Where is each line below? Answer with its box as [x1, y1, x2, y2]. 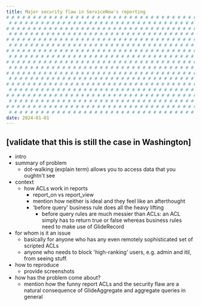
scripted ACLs [23, 242, 59, 250]
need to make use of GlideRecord [41, 223, 124, 230]
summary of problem [14, 160, 67, 167]
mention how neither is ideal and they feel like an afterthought [32, 197, 185, 205]
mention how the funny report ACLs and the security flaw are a [23, 280, 179, 288]
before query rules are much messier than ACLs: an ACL [41, 211, 181, 218]
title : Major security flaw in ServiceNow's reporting [6, 8, 146, 15]
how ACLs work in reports [23, 185, 88, 192]
